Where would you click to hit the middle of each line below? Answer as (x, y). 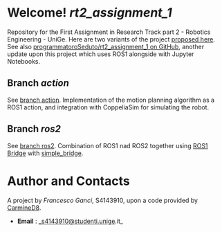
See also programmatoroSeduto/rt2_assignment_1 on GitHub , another (106, 46)
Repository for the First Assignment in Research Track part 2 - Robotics (109, 32)
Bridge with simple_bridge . (45, 153)
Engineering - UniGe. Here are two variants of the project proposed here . (111, 39)
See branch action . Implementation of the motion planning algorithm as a (111, 100)
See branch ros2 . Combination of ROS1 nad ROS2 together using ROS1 (108, 145)
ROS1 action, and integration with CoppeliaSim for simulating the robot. (108, 107)
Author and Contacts (68, 181)
